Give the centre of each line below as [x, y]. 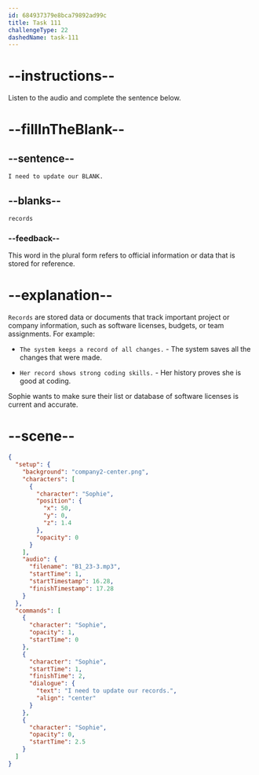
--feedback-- [34, 238]
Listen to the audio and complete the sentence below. [95, 98]
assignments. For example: [52, 334]
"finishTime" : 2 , [57, 676]
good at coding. [45, 381]
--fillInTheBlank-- [67, 130]
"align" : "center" [66, 698]
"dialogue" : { [52, 684]
